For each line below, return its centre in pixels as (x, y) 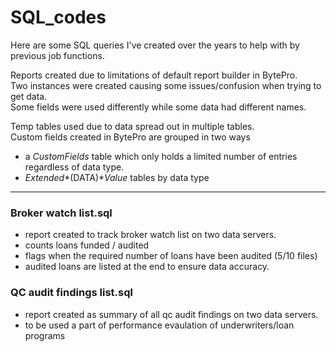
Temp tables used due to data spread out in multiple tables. (132, 126)
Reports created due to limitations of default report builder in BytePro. (154, 75)
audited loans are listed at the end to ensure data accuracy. (147, 267)
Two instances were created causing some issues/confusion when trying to (166, 85)
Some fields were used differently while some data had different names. (158, 107)
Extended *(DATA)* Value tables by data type (117, 177)
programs (45, 335)
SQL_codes (58, 17)
